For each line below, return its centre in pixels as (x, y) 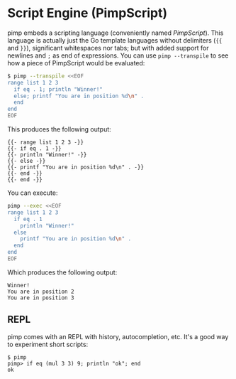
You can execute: (33, 193)
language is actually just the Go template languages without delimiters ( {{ (115, 40)
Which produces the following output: (62, 272)
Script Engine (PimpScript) (88, 13)
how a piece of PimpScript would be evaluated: (76, 63)
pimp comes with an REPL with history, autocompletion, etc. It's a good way (118, 336)
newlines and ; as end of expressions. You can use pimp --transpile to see (118, 55)
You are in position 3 (41, 298)
